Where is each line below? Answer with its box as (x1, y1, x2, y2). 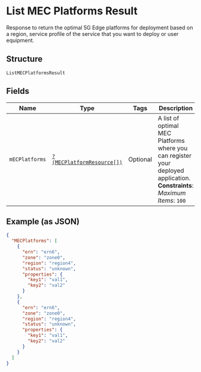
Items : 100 (157, 196, 186, 205)
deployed (157, 166, 184, 175)
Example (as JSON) (6, 217, 80, 227)
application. (157, 173, 191, 182)
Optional (128, 155, 153, 163)
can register (157, 151, 192, 160)
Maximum (157, 188, 186, 197)
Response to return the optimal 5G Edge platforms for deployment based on (6, 24, 193, 31)
